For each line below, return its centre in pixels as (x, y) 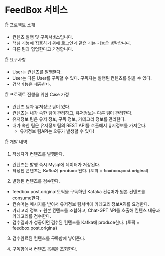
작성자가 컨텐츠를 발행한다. (38, 154)
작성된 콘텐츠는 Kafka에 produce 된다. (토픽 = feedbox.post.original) (80, 171)
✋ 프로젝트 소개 (20, 25)
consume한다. (27, 198)
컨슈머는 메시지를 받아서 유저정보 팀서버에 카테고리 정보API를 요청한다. (81, 204)
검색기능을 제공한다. (31, 84)
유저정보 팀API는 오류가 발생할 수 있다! (57, 131)
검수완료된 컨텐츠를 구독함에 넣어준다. (49, 238)
